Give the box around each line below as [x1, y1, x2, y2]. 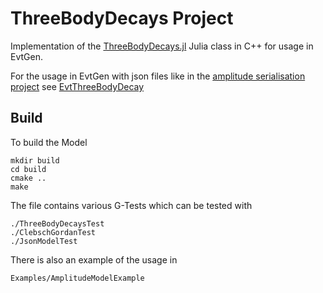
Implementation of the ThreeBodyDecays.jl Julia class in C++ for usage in [10, 40, 314, 52]
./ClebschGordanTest [10, 227, 97, 237]
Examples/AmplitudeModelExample [10, 273, 145, 283]
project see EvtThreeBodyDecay [10, 80, 145, 92]
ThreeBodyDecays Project [10, 7, 234, 30]
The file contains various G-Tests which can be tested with [10, 199, 253, 211]
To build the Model [10, 136, 88, 148]
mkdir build [10, 155, 60, 166]
